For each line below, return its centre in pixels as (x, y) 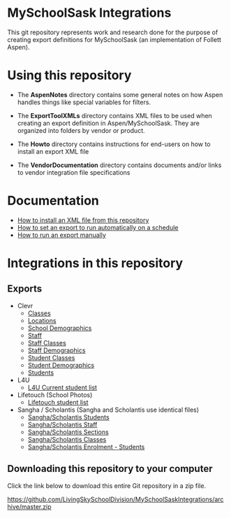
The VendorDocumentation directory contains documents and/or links (119, 165)
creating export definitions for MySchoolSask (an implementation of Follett (114, 39)
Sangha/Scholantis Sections (68, 432)
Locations (42, 320)
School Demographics (60, 328)
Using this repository (69, 75)
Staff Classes (47, 343)
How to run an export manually (62, 235)
